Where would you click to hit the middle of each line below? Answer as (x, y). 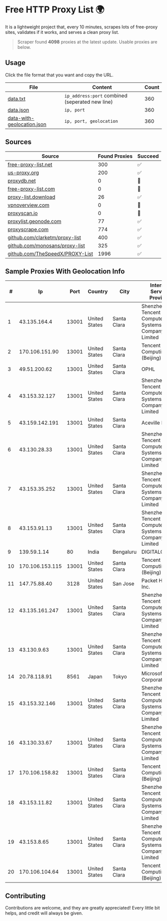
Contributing (25, 896)
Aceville (151, 423)
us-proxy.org (23, 173)
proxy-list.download (32, 197)
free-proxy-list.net (30, 164)
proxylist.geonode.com (35, 221)
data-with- (21, 118)
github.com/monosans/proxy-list (46, 245)
